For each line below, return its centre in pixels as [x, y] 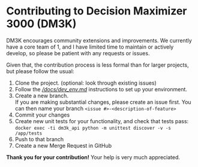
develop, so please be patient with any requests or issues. [78, 53]
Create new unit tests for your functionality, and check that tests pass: [102, 121]
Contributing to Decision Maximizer [97, 11]
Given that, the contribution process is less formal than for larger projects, [97, 65]
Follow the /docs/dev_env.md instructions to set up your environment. [101, 89]
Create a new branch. [42, 96]
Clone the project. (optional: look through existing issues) [86, 83]
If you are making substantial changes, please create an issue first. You [103, 102]
